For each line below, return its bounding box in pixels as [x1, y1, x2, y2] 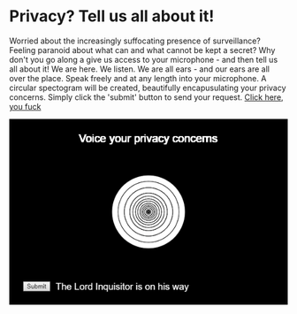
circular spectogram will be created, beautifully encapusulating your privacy [9, 82, 286, 93]
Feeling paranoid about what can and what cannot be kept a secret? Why [9, 44, 276, 55]
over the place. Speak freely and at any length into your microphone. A [9, 73, 267, 83]
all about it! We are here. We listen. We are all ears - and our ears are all [9, 64, 270, 74]
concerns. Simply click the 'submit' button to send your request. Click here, [9, 91, 285, 103]
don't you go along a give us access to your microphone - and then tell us [9, 54, 278, 65]
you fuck [9, 101, 42, 111]
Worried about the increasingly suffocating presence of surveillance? [9, 35, 261, 46]
